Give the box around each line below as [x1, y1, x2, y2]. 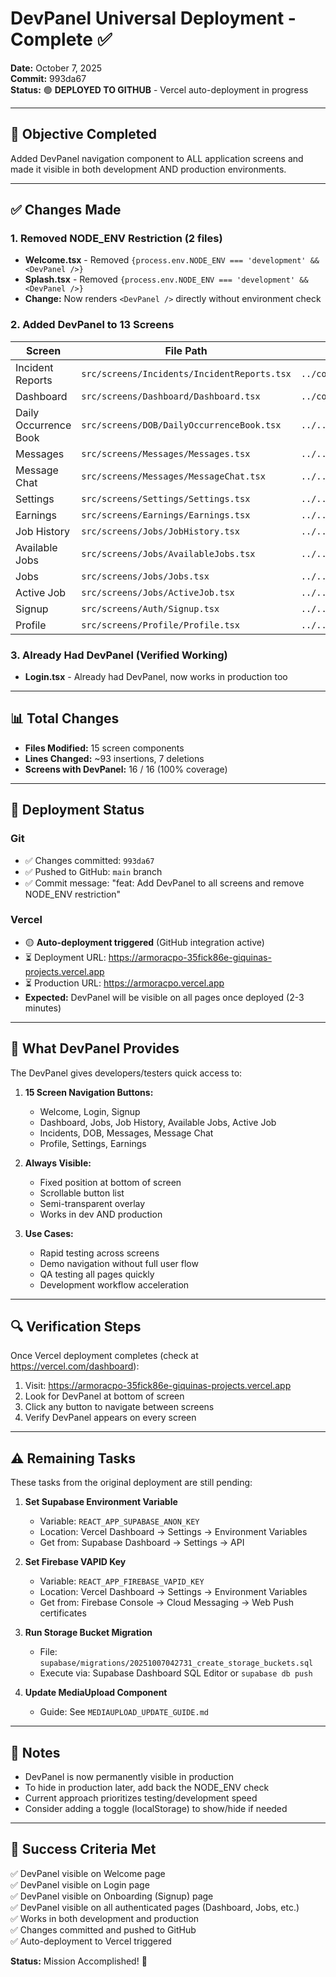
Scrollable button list [39, 1187, 125, 1199]
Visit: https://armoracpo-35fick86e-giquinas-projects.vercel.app [24, 1380, 292, 1392]
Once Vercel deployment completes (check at [10, 1350, 199, 1362]
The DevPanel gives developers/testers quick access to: [10, 1067, 243, 1079]
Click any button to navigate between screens [24, 1401, 215, 1413]
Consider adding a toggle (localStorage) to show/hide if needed [24, 1803, 288, 1815]
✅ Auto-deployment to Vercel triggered [10, 1935, 172, 1947]
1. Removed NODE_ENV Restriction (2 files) [10, 232, 223, 246]
